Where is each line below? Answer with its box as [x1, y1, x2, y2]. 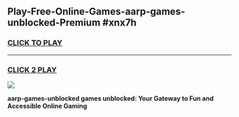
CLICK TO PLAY [7, 38, 63, 48]
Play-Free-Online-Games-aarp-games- [7, 6, 186, 18]
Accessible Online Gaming [7, 101, 87, 110]
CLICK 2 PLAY [7, 65, 57, 74]
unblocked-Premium [7, 17, 101, 29]
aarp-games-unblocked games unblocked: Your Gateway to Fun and [7, 94, 214, 102]
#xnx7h [102, 17, 137, 29]
